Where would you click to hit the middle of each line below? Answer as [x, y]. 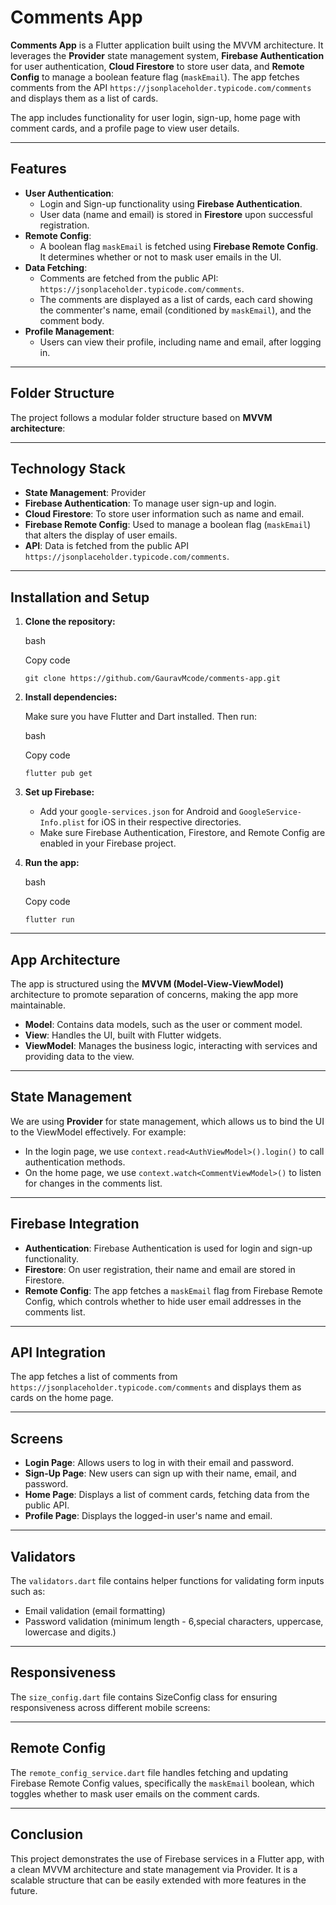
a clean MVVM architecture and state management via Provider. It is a [154, 1869]
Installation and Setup [80, 597]
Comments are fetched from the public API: [129, 278]
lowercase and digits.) [70, 1632]
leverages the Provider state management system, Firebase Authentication [167, 55]
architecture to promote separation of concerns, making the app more [154, 994]
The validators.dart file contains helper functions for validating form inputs [167, 1581]
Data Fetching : [56, 267]
